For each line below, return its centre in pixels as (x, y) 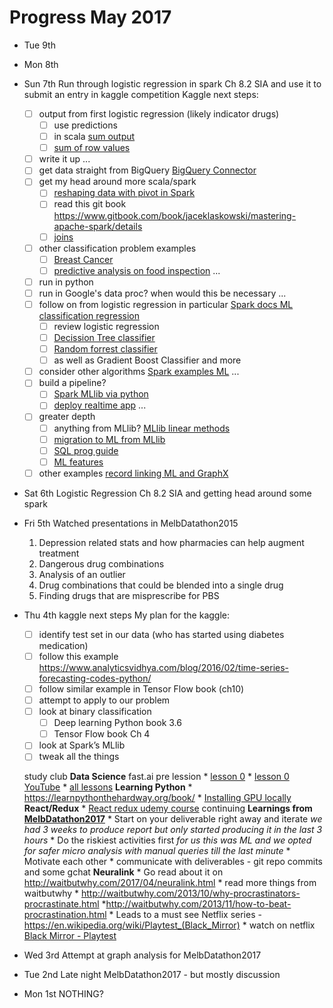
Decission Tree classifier (104, 337)
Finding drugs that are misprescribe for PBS (129, 595)
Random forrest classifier (105, 349)
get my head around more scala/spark (117, 182)
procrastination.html (65, 915)
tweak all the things (79, 757)
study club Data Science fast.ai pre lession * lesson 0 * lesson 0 (156, 777)
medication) (63, 645)
